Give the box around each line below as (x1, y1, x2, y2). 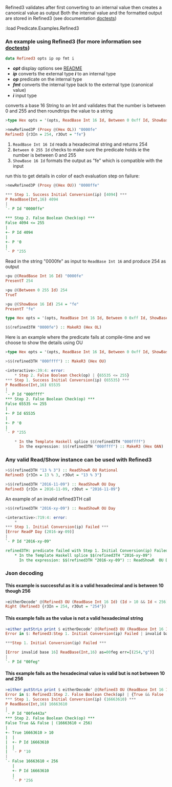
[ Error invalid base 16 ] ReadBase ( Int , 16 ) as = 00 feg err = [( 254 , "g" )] (5, 650, 155, 655)
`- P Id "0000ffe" (5, 206, 45, 212)
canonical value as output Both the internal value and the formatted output (5, 10, 162, 16)
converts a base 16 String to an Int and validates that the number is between (5, 103, 166, 109)
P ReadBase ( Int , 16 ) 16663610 (5, 701, 68, 707)
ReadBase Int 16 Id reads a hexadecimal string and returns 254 (12, 141, 147, 147)
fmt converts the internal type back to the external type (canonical (12, 82, 154, 88)
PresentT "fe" (5, 306, 36, 312)
